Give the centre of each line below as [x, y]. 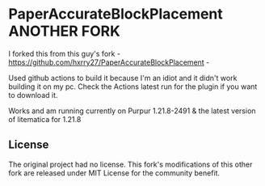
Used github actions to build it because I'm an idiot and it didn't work [123, 78]
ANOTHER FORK [65, 31]
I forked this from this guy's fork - [65, 53]
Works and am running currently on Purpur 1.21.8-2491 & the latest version [132, 111]
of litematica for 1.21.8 [45, 119]
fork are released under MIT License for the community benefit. [114, 173]
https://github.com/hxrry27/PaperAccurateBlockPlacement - [109, 62]
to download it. [33, 95]
